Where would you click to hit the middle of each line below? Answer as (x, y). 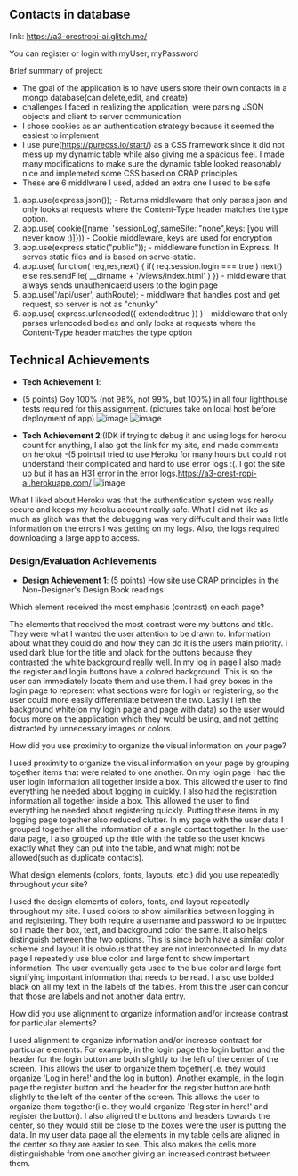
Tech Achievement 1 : (61, 381)
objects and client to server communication (101, 116)
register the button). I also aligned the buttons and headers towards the (140, 1115)
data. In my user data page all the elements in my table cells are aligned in (145, 1134)
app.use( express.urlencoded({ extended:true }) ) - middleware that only (155, 313)
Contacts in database (70, 15)
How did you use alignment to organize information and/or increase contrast (149, 1013)
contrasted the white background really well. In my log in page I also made (145, 662)
